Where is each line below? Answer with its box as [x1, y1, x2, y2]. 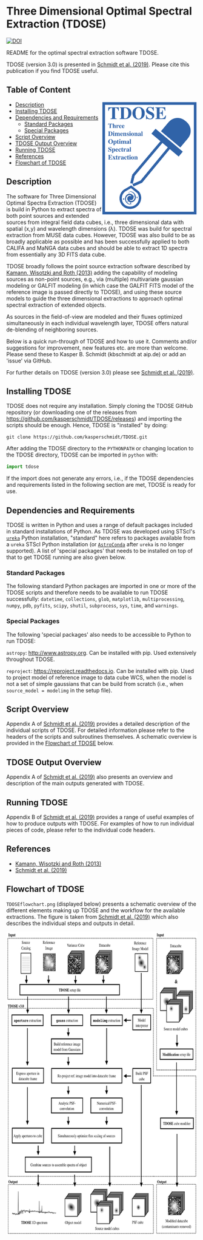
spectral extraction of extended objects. [6, 301, 106, 308]
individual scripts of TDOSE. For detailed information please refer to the [6, 727, 185, 734]
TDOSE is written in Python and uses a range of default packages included [6, 521, 193, 529]
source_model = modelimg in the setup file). [6, 686, 113, 694]
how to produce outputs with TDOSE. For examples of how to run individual [6, 820, 195, 827]
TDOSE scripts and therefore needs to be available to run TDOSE [6, 589, 168, 596]
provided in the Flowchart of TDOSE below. [6, 739, 114, 747]
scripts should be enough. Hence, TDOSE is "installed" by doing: [6, 422, 168, 429]
